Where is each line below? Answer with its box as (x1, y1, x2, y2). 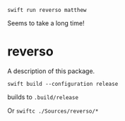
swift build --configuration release (7, 80, 119, 87)
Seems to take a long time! (7, 19, 85, 27)
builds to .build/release (7, 92, 79, 101)
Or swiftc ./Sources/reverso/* (7, 106, 99, 115)
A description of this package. (7, 67, 95, 75)
